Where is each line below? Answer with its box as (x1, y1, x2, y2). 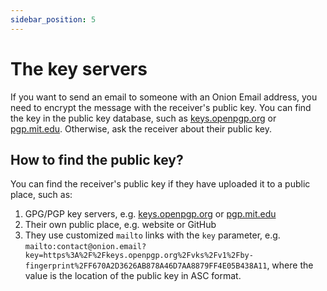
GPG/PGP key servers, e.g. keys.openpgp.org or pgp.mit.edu (24, 208, 277, 220)
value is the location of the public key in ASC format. (24, 270, 242, 282)
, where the (266, 259, 314, 271)
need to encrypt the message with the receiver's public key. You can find (10, 101, 312, 113)
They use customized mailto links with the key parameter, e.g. (24, 229, 281, 241)
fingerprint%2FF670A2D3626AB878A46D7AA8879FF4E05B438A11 (24, 261, 268, 271)
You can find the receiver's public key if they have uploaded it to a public (10, 178, 311, 190)
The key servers (10, 57, 148, 80)
